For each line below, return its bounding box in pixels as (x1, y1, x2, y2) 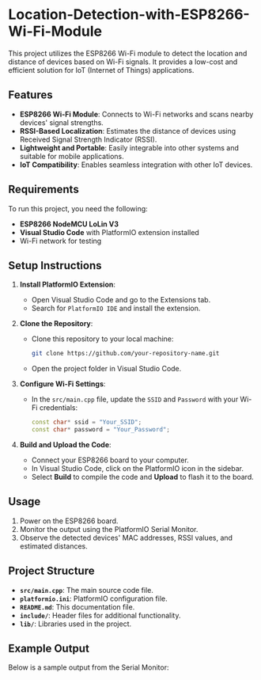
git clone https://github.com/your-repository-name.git (31, 350, 220, 358)
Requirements (8, 183, 79, 196)
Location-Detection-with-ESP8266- (8, 6, 251, 24)
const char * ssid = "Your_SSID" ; (31, 418, 142, 427)
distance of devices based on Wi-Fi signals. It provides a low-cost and (8, 57, 238, 66)
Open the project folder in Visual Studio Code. (31, 364, 182, 374)
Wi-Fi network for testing (19, 236, 102, 245)
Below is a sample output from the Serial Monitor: (8, 663, 169, 672)
